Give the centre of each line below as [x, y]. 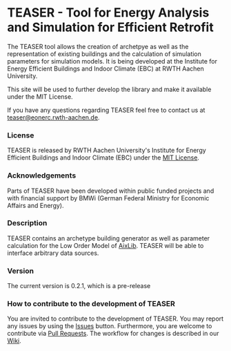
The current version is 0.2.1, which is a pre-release [79, 286]
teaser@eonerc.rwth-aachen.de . [53, 117]
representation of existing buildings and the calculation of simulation [104, 54]
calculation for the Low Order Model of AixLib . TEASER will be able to [106, 245]
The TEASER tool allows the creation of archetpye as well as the [98, 46]
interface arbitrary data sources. [53, 253]
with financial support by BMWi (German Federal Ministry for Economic [108, 198]
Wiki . [14, 341]
